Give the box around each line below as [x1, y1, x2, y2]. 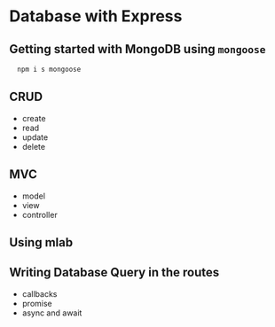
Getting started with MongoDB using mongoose [9, 42, 266, 57]
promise [21, 298, 53, 308]
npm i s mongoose [17, 65, 82, 74]
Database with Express [9, 6, 183, 27]
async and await [21, 308, 82, 318]
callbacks [21, 288, 58, 299]
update [21, 131, 49, 143]
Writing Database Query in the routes [9, 265, 220, 280]
